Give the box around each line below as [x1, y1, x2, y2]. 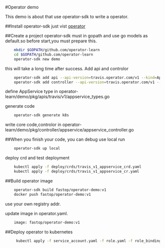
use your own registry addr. [5, 201, 61, 207]
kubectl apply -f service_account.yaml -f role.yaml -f [16, 238, 133, 243]
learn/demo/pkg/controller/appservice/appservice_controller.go [5, 127, 134, 133]
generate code [5, 103, 35, 109]
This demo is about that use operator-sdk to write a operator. [5, 14, 129, 19]
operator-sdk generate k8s [14, 113, 69, 118]
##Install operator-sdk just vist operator [5, 23, 86, 29]
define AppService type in [5, 89, 58, 94]
